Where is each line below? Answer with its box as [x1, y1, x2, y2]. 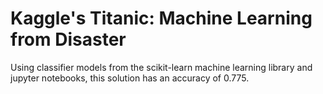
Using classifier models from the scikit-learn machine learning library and [10, 61, 313, 73]
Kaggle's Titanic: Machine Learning [10, 7, 313, 30]
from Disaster [10, 28, 127, 51]
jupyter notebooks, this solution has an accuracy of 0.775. [10, 72, 250, 84]
